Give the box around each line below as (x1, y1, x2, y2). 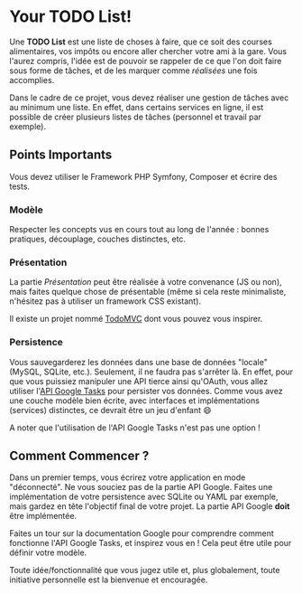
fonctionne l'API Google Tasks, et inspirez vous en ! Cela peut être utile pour (9, 538, 292, 549)
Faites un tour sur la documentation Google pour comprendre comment (9, 528, 275, 539)
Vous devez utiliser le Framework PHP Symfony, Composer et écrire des (9, 171, 278, 182)
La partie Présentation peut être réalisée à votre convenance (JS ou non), (9, 277, 282, 288)
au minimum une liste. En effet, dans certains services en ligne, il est (9, 101, 264, 112)
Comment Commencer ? (9, 448, 150, 464)
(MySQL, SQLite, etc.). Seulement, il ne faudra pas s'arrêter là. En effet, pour (9, 366, 294, 377)
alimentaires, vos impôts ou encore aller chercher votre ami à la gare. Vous (9, 45, 287, 56)
